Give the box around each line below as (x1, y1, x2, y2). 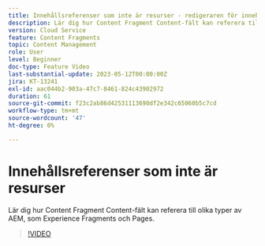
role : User (8, 48, 44, 56)
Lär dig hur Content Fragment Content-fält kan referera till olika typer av (8, 205, 242, 214)
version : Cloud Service (8, 26, 87, 34)
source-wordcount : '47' (8, 114, 87, 122)
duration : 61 (8, 92, 51, 100)
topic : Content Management (8, 41, 97, 49)
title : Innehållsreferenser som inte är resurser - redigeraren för (8, 11, 238, 20)
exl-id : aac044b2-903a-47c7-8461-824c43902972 (8, 84, 164, 93)
